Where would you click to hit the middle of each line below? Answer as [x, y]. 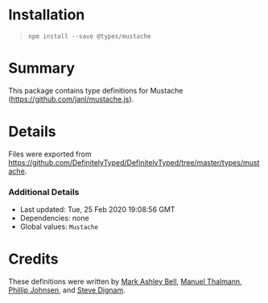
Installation [47, 15]
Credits [33, 259]
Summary [41, 68]
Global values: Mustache [59, 226]
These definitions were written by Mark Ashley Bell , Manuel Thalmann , [126, 282]
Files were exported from [50, 154]
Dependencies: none [55, 218]
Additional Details [44, 192]
